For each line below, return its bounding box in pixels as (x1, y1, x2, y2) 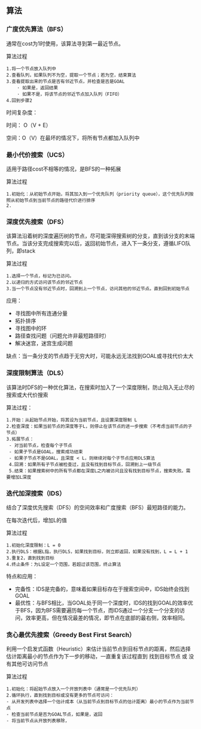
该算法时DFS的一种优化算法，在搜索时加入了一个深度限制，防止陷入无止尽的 (6, 384, 195, 391)
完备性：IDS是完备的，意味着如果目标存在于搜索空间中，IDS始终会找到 (14, 585, 190, 593)
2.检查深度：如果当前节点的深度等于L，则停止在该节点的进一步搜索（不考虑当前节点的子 (6, 423, 193, 429)
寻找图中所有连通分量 (14, 310, 68, 317)
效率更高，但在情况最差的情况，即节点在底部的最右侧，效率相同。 (25, 614, 188, 621)
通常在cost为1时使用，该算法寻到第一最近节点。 (6, 40, 124, 47)
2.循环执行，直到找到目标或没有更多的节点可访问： (6, 692, 114, 698)
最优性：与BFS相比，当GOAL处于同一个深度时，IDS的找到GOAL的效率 (14, 599, 188, 606)
